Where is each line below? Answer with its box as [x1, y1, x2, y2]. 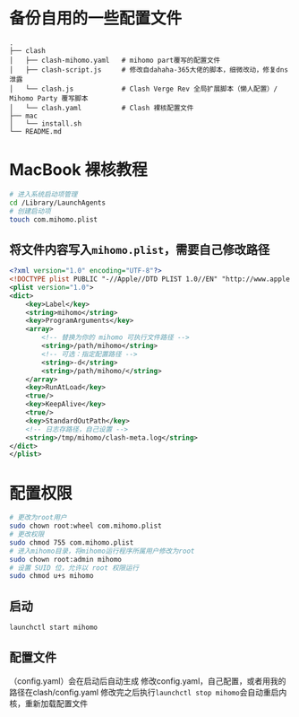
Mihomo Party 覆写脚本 [9, 93, 89, 103]
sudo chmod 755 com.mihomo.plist [9, 538, 134, 547]
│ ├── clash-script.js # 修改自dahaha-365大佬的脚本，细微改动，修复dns [9, 65, 289, 74]
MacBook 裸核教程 [9, 160, 148, 180]
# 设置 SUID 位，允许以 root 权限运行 [9, 563, 140, 573]
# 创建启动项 [9, 206, 51, 215]
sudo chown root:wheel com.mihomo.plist [9, 521, 163, 530]
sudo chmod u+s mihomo [9, 572, 94, 581]
